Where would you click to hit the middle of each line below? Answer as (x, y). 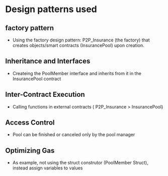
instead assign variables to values (48, 168)
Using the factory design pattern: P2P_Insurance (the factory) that (81, 40)
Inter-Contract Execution (45, 95)
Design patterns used (51, 9)
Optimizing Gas (30, 151)
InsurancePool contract (37, 79)
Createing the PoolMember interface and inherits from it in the (77, 73)
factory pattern (30, 28)
